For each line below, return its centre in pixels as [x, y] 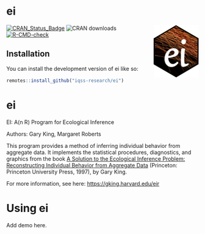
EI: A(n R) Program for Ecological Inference [60, 122]
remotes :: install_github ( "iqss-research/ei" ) [65, 81]
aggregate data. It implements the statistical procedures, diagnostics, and [99, 152]
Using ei [27, 208]
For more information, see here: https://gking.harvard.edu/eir [83, 183]
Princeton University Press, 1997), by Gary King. [67, 172]
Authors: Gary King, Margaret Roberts [54, 134]
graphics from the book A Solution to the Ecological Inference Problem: [96, 159]
